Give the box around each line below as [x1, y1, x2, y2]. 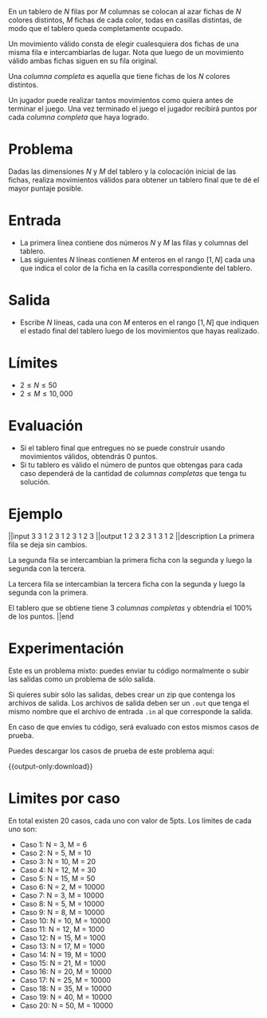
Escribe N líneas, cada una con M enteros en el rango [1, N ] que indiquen [19, 317, 259, 327]
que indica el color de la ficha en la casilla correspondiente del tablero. [19, 263, 253, 273]
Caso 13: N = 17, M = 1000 [19, 941, 105, 951]
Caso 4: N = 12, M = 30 [19, 865, 96, 875]
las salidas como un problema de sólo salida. [8, 674, 155, 684]
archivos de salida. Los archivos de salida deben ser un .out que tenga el [8, 698, 249, 708]
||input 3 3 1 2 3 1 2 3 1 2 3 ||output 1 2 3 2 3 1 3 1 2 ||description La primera [8, 531, 255, 540]
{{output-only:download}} [8, 761, 93, 771]
